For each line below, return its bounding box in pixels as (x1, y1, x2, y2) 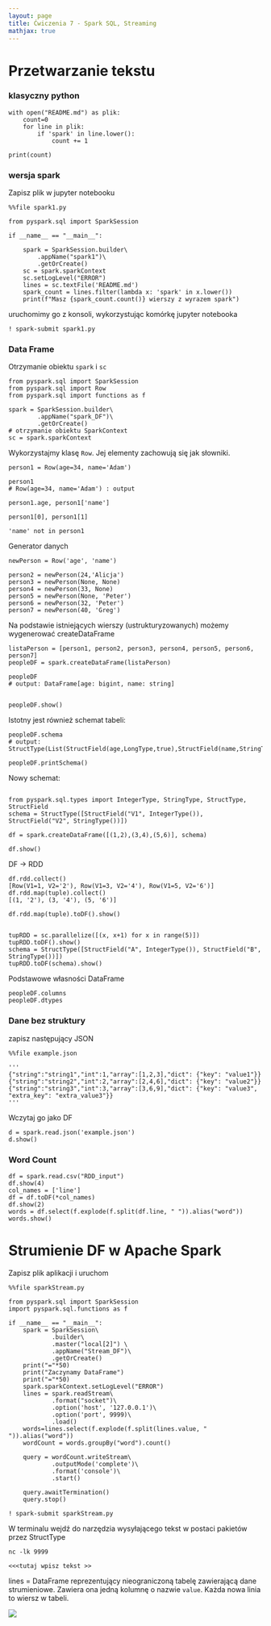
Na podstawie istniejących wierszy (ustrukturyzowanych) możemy (8, 620, 229, 630)
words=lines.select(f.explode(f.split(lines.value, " (23, 1424, 207, 1432)
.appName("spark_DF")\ (37, 413, 114, 421)
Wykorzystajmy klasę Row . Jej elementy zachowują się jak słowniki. (8, 448, 231, 458)
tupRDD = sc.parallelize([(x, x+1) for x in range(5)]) (8, 932, 200, 940)
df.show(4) (8, 1179, 45, 1188)
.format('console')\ (51, 1467, 121, 1475)
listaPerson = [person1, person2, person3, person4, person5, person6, (8, 644, 254, 653)
